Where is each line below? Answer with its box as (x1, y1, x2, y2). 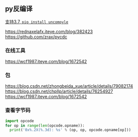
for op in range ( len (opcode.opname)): (5, 123, 85, 128)
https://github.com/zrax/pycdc (5, 34, 68, 39)
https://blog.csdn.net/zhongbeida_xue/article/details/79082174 (5, 83, 133, 89)
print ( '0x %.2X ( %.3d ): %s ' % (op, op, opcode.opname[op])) (9, 128, 132, 133)
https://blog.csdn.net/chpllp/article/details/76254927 (5, 88, 113, 95)
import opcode (5, 118, 34, 123)
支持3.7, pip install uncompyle (5, 19, 69, 25)
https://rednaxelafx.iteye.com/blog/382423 (5, 29, 93, 34)
